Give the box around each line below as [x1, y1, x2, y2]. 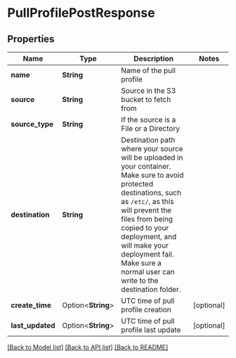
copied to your [121, 223, 169, 233]
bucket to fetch [121, 95, 171, 104]
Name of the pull [121, 65, 176, 75]
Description [133, 54, 174, 63]
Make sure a [121, 258, 162, 268]
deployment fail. [121, 250, 174, 259]
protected [121, 179, 153, 188]
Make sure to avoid [121, 170, 184, 180]
